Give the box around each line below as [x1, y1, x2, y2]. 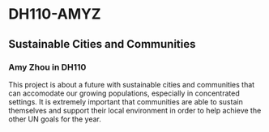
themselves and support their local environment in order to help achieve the [8, 105, 262, 115]
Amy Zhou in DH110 [8, 62, 87, 73]
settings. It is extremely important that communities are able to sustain [8, 96, 243, 106]
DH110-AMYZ [8, 5, 101, 23]
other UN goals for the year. [8, 114, 101, 124]
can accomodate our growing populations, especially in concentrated [8, 88, 241, 98]
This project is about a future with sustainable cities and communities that [8, 79, 255, 89]
